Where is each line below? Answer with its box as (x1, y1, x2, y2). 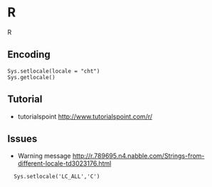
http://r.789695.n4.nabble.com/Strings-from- (72, 151, 205, 161)
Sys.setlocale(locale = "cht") (7, 67, 100, 75)
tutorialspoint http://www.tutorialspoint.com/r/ (17, 112, 153, 121)
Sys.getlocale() (7, 74, 55, 81)
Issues (7, 133, 38, 145)
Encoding (7, 49, 51, 61)
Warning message (17, 151, 71, 161)
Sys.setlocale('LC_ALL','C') (14, 173, 100, 181)
